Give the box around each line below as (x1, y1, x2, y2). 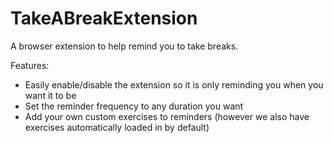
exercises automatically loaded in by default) (24, 121, 210, 133)
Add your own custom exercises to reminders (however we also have (24, 110, 310, 122)
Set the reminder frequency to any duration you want (24, 100, 244, 112)
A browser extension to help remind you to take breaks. (10, 40, 239, 52)
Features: (10, 59, 50, 71)
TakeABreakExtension (10, 7, 198, 30)
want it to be (24, 89, 77, 101)
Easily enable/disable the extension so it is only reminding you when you (24, 78, 324, 91)
